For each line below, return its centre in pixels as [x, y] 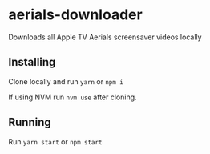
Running [30, 122]
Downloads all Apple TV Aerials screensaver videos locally [105, 37]
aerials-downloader [75, 15]
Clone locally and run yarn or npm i [66, 81]
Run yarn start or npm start [55, 141]
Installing [32, 62]
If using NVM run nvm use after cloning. [73, 97]
